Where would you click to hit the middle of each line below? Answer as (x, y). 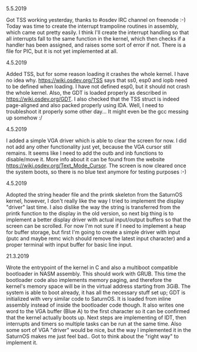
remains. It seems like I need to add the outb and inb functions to (85, 153)
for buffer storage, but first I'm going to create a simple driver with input (93, 232)
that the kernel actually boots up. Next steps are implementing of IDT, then (96, 318)
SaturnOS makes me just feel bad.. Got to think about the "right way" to (93, 336)
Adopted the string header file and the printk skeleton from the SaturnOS (94, 195)
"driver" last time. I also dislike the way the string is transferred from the (93, 207)
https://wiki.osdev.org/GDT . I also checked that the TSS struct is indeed (93, 99)
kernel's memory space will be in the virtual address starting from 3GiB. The (98, 286)
